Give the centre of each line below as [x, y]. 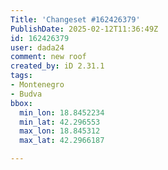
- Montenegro [37, 85]
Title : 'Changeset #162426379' [75, 19]
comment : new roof [48, 57]
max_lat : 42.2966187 [62, 141]
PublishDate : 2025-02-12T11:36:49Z [84, 29]
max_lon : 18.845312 [60, 131]
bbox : [21, 103]
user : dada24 [37, 47]
